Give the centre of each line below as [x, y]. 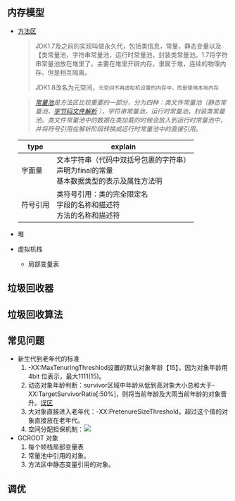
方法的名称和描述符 [88, 215]
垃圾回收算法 [35, 315]
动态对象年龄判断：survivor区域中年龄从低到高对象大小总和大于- [121, 385]
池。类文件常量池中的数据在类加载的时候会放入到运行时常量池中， [131, 120]
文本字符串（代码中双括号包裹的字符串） [123, 159]
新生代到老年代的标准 [48, 359]
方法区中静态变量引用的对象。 [71, 464]
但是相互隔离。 [69, 72]
